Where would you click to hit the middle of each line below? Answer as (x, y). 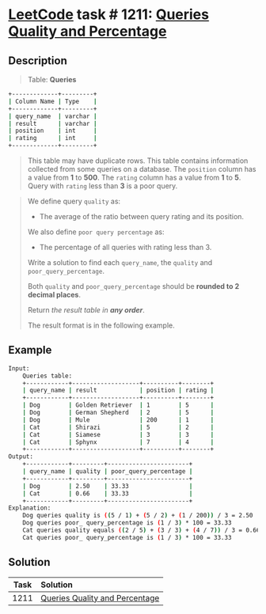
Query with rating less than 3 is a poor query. (103, 186)
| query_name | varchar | (53, 116)
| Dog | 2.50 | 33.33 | (108, 486)
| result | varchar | (53, 123)
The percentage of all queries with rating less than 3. (125, 247)
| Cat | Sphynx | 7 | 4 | (118, 442)
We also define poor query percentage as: (96, 232)
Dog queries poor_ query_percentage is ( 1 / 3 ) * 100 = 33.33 (127, 523)
